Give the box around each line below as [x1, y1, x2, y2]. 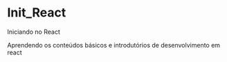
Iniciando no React [7, 28, 60, 36]
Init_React [7, 5, 66, 21]
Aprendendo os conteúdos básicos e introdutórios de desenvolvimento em [7, 41, 220, 49]
